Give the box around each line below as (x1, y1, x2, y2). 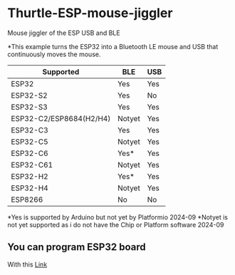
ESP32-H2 (11, 171, 48, 181)
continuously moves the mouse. (7, 50, 101, 58)
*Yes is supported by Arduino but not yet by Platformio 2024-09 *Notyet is (7, 212, 228, 222)
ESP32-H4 (11, 183, 48, 193)
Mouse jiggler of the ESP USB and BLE (7, 28, 120, 37)
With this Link (7, 260, 48, 269)
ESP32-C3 (11, 125, 48, 135)
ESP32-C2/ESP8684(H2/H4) (11, 113, 111, 123)
